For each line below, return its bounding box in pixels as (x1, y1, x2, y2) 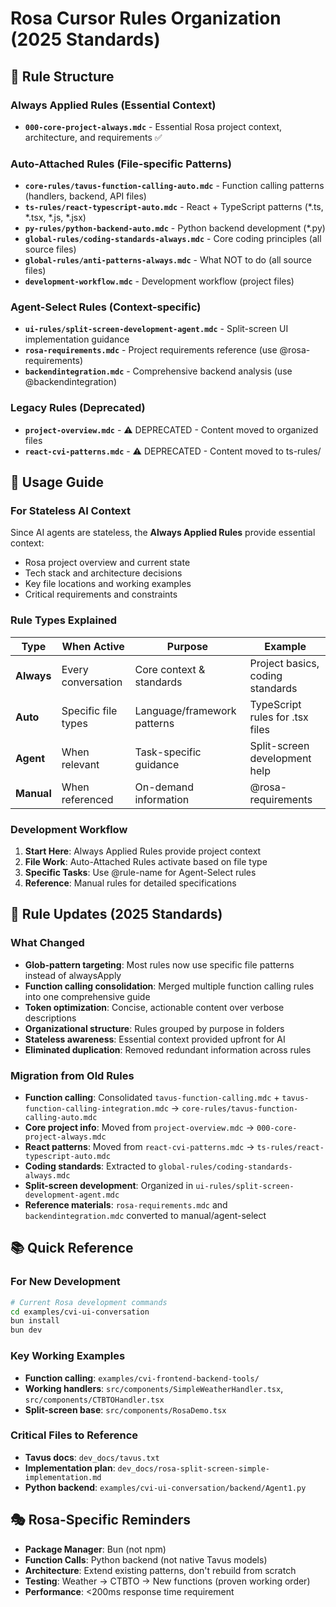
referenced (61, 792, 114, 806)
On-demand (134, 780, 194, 794)
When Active (61, 639, 125, 653)
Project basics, (249, 656, 320, 670)
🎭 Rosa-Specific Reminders (10, 1512, 191, 1529)
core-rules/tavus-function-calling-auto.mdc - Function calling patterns (24, 180, 325, 192)
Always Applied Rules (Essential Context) (10, 98, 217, 112)
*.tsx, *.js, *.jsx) (24, 212, 87, 224)
